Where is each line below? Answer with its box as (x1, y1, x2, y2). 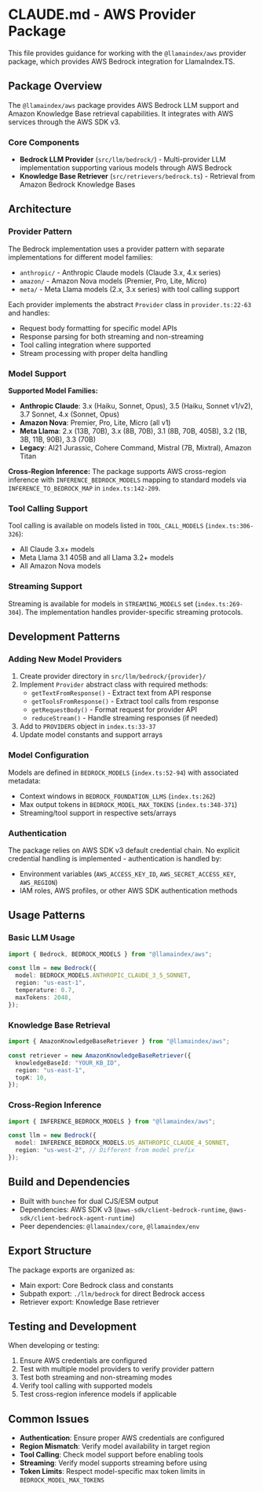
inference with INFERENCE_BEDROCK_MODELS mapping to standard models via (8, 475, 247, 485)
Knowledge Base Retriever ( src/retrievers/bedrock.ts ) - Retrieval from (19, 172, 256, 181)
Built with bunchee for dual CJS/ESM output (19, 1196, 159, 1205)
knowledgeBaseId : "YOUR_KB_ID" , (15, 1059, 122, 1067)
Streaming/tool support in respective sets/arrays (19, 808, 177, 817)
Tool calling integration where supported (19, 340, 152, 350)
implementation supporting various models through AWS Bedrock (19, 163, 232, 172)
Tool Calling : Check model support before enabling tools (19, 1450, 204, 1460)
